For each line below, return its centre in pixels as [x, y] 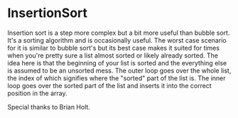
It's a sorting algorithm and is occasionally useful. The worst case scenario [117, 40]
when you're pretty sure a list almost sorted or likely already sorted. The [113, 55]
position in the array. [37, 93]
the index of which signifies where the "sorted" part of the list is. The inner [117, 78]
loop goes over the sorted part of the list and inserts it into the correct [109, 85]
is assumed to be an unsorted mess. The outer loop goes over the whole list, [119, 70]
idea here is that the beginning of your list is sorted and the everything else [117, 63]
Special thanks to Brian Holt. [49, 107]
